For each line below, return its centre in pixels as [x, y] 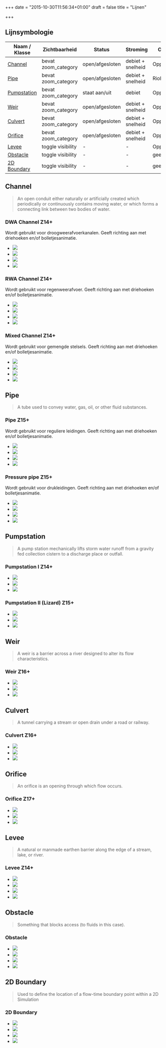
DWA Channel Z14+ [29, 222]
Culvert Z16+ [21, 735]
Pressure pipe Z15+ [29, 477]
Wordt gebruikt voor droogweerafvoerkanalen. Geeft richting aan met [76, 232]
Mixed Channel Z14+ [30, 336]
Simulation [28, 999]
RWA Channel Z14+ [29, 279]
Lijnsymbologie [29, 33]
